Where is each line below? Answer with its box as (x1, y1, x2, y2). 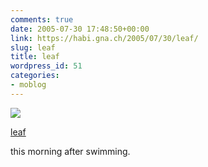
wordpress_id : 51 (10, 61, 83, 71)
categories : (10, 71, 60, 81)
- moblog (10, 80, 47, 90)
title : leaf (10, 52, 60, 62)
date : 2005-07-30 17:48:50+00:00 (10, 24, 150, 34)
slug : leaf (10, 42, 56, 53)
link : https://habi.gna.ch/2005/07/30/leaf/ (10, 33, 199, 43)
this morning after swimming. (10, 145, 131, 157)
